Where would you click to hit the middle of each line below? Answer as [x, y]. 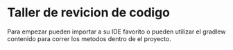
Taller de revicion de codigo [89, 13]
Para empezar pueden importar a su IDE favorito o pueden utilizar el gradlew [116, 32]
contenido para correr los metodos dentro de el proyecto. [89, 38]
